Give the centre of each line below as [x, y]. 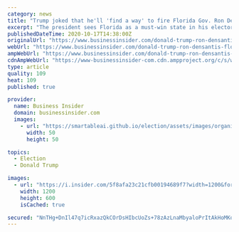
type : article [28, 67]
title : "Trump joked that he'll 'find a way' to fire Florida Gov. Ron [116, 21]
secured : [20, 218]
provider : [22, 100]
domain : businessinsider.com [57, 113]
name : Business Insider [49, 106]
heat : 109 [22, 80]
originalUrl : [27, 41]
